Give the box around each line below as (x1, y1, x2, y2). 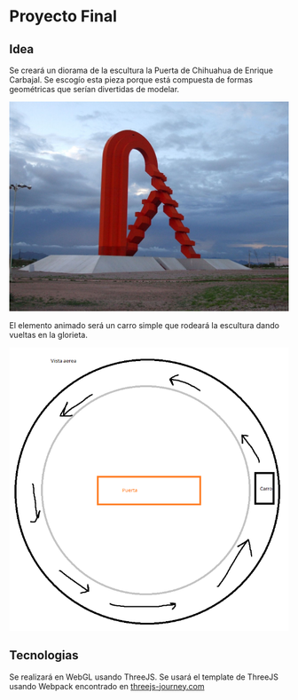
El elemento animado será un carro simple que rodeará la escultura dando (9, 320, 279, 330)
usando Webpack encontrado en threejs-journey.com (9, 680, 205, 691)
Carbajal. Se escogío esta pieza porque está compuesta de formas (9, 75, 253, 85)
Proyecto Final (9, 6, 118, 27)
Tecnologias (9, 648, 79, 663)
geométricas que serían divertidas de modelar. (9, 84, 180, 94)
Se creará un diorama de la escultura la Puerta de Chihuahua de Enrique (9, 65, 273, 75)
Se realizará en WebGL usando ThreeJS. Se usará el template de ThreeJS (9, 672, 279, 682)
